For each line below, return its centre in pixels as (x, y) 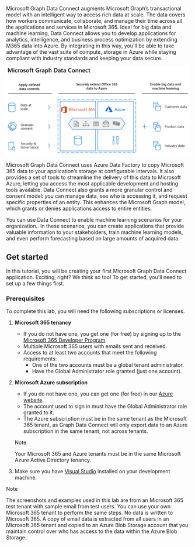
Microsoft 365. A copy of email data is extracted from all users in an (88, 519)
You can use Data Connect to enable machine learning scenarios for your (94, 220)
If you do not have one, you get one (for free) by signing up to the (102, 334)
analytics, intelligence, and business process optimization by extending (92, 39)
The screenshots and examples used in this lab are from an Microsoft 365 (95, 500)
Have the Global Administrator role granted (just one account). (107, 371)
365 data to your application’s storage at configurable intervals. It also (90, 171)
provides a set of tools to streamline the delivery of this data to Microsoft (93, 177)
